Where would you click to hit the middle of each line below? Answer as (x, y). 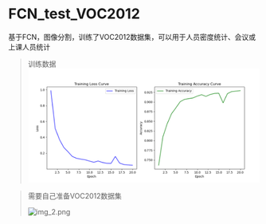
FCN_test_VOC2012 (74, 14)
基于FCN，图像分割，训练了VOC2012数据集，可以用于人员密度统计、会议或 (132, 37)
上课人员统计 (29, 47)
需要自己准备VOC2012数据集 (74, 195)
